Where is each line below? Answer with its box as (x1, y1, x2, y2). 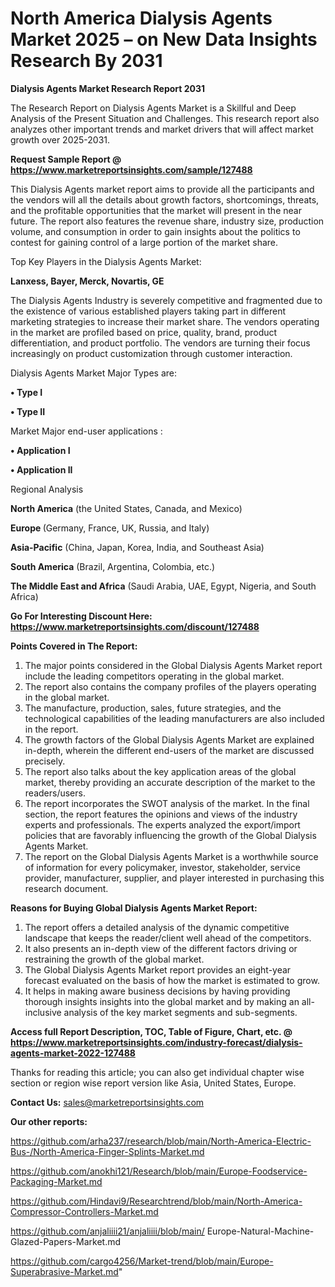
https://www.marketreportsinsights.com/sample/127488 (10, 163, 253, 176)
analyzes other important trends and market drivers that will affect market (10, 123, 314, 135)
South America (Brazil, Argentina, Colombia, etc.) (10, 560, 216, 572)
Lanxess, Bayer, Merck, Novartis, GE (10, 275, 165, 287)
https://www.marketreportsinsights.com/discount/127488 (10, 620, 260, 632)
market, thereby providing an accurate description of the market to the (24, 776, 316, 788)
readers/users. (24, 787, 86, 799)
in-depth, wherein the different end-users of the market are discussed (24, 744, 315, 756)
